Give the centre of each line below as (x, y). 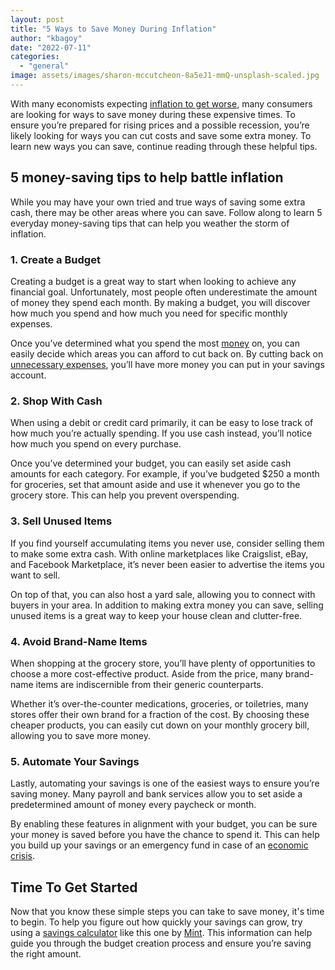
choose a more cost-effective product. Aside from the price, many (146, 673)
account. (28, 375)
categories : (35, 57)
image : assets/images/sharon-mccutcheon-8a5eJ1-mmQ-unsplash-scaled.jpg (165, 76)
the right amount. (46, 953)
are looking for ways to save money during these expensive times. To (153, 114)
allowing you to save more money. (81, 735)
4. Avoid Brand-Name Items (79, 641)
